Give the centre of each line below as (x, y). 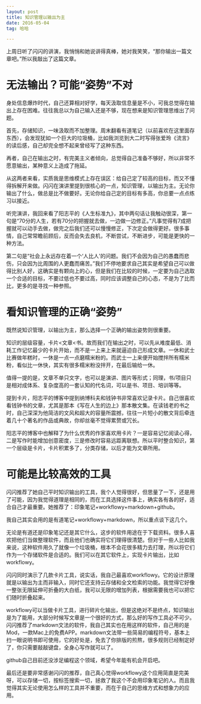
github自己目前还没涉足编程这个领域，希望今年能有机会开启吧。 (85, 660)
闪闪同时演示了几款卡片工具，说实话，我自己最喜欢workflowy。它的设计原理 (100, 575)
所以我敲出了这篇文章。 (51, 59)
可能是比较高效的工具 (59, 474)
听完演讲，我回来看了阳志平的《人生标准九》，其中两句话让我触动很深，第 (97, 213)
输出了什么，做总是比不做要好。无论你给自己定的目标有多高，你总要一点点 (98, 193)
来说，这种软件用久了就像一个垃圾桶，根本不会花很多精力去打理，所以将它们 (100, 547)
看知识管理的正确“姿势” (64, 312)
